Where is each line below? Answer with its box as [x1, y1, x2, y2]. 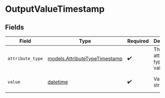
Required [127, 38, 149, 44]
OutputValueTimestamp [5, 3, 105, 15]
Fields [5, 23, 25, 32]
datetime [47, 79, 68, 85]
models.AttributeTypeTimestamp [47, 55, 123, 62]
